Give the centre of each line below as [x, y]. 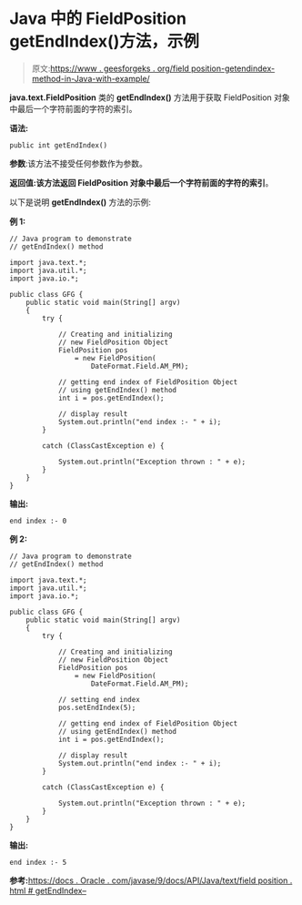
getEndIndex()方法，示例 [105, 41]
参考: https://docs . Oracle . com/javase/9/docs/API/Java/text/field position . [151, 880]
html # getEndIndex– [48, 890]
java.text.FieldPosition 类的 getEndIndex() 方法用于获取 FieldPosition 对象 [150, 97]
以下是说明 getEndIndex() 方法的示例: [81, 202]
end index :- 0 [38, 521]
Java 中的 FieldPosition [98, 19]
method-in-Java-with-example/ [91, 78]
